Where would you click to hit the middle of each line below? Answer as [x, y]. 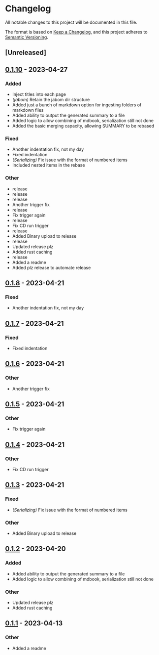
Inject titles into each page [39, 94]
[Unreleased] [26, 53]
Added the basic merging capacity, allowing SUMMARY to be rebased [83, 126]
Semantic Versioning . [27, 37]
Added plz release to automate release [51, 267]
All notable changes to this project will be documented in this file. [71, 22]
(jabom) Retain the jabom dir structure [51, 100]
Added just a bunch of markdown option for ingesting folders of [77, 105]
